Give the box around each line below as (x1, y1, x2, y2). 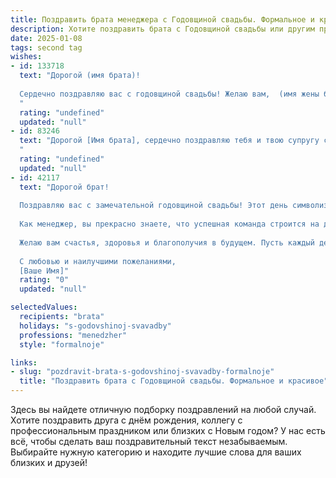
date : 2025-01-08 (10, 33, 83, 43)
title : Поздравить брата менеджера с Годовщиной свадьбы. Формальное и (10, 14, 315, 25)
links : (10, 357, 38, 368)
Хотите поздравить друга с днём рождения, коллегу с (10, 414, 243, 426)
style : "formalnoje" (19, 339, 105, 350)
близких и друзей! (10, 457, 88, 468)
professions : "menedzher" (19, 330, 128, 340)
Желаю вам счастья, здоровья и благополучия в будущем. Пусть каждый (19, 237, 315, 248)
